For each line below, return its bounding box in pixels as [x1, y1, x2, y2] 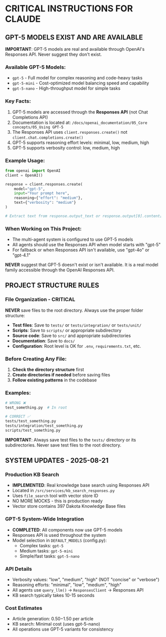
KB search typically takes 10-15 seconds [12, 592, 95, 598]
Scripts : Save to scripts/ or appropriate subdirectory [12, 327, 122, 333]
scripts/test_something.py [5, 428, 61, 433]
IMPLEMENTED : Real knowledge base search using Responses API [12, 482, 150, 488]
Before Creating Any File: [5, 355, 67, 362]
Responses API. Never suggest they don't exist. [5, 51, 102, 57]
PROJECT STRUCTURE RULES [5, 281, 99, 290]
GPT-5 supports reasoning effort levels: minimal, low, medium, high [12, 139, 149, 146]
